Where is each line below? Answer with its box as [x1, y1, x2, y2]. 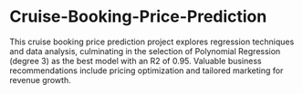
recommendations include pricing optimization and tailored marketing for [9, 65, 284, 76]
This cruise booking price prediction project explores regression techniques [9, 36, 295, 47]
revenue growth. [9, 74, 71, 85]
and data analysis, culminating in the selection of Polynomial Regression [9, 45, 281, 56]
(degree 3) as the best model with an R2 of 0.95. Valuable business [9, 55, 262, 66]
